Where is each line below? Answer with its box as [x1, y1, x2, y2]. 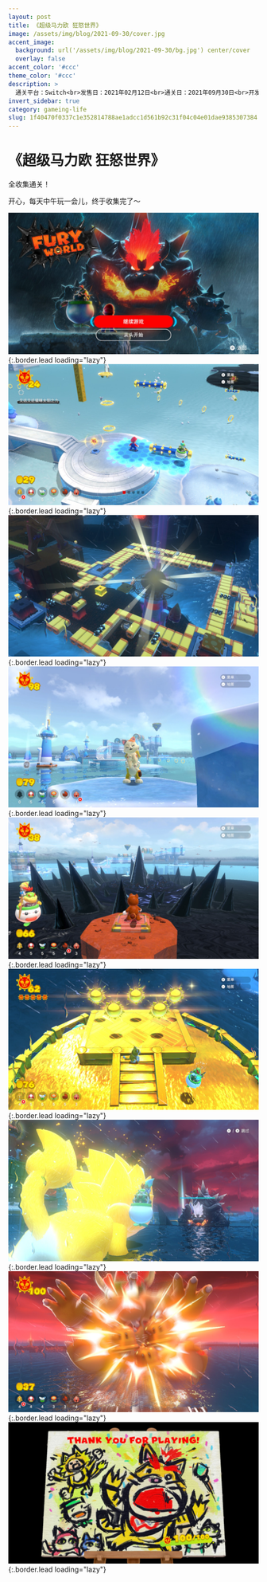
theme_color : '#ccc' [8, 72, 77, 80]
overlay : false [15, 55, 66, 63]
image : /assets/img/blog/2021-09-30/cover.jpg [8, 29, 165, 37]
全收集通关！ [8, 179, 50, 189]
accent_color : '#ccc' [8, 64, 80, 72]
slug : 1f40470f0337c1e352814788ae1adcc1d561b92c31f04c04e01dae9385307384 [8, 114, 258, 122]
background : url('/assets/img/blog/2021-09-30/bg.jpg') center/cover [15, 46, 250, 55]
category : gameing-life [8, 105, 87, 113]
